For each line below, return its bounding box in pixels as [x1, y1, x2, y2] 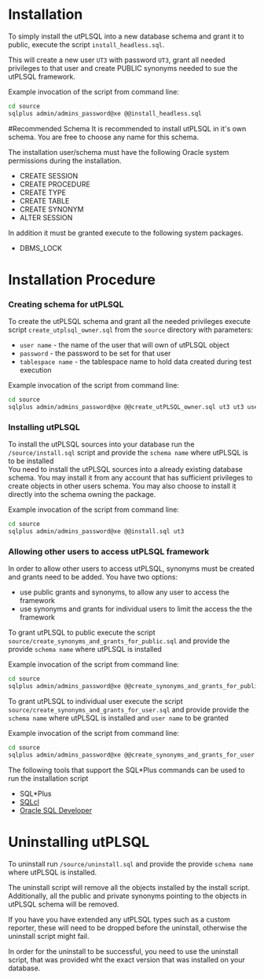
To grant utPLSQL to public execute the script [8, 628, 156, 638]
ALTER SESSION [19, 212, 73, 222]
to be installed [8, 456, 54, 466]
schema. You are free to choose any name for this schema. [8, 132, 199, 142]
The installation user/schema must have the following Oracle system [8, 147, 229, 156]
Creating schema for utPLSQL [8, 299, 124, 310]
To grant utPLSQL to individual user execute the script [8, 697, 183, 706]
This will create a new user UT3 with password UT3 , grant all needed [8, 55, 225, 64]
